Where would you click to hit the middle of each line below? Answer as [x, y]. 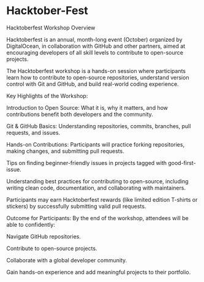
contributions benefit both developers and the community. [80, 114]
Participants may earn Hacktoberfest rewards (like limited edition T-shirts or [102, 199]
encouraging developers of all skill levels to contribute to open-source [95, 52]
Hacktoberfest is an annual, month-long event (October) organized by [94, 39]
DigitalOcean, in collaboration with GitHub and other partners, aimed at [96, 46]
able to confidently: [31, 224]
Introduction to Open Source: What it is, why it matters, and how [87, 107]
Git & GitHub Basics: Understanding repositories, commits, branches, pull [99, 126]
